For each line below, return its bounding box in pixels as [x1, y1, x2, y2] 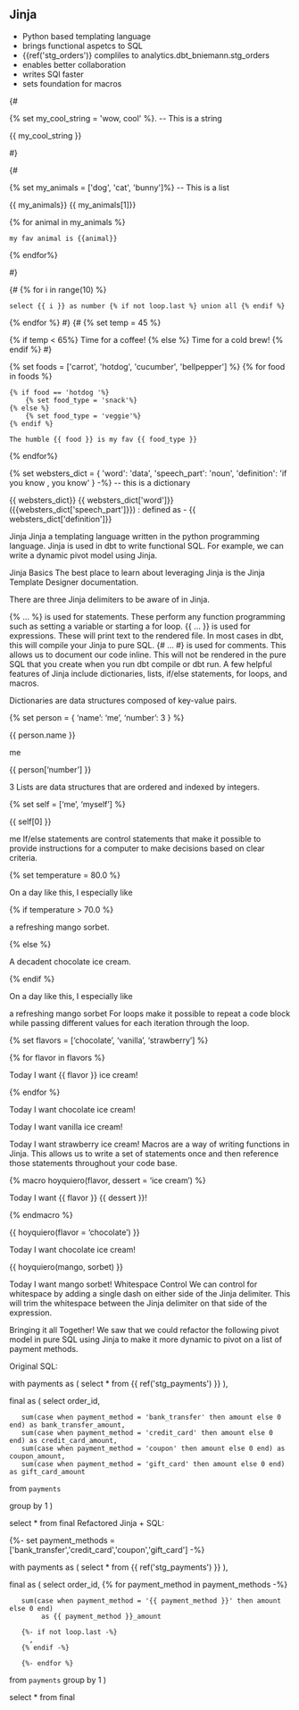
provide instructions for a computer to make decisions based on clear [9, 843, 265, 854]
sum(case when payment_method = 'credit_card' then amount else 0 [21, 1428, 274, 1437]
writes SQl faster [21, 69, 85, 79]
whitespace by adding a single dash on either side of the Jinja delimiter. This [9, 1288, 291, 1298]
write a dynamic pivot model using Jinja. [9, 549, 158, 561]
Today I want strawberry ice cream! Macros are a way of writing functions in [9, 1139, 290, 1149]
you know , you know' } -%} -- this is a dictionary [9, 477, 191, 488]
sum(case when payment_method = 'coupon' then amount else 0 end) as [21, 1444, 286, 1453]
